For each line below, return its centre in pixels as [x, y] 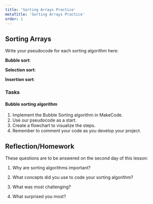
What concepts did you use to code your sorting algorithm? [73, 177]
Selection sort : [20, 70]
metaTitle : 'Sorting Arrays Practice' [45, 14]
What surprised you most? [39, 197]
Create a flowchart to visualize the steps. [54, 125]
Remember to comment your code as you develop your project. [77, 131]
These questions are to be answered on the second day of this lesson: [76, 158]
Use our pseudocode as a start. [44, 120]
